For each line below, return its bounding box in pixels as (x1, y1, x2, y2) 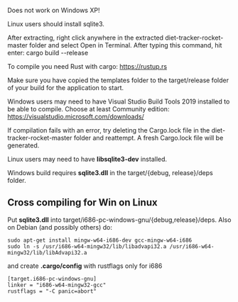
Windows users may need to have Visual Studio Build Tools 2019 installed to (7, 97, 230, 106)
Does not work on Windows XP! (7, 6, 100, 14)
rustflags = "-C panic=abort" (7, 287, 97, 295)
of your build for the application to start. (7, 84, 124, 91)
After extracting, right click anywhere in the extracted (7, 33, 164, 42)
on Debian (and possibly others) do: (7, 223, 112, 231)
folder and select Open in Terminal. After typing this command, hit (29, 41, 222, 49)
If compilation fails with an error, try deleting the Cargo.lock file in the (7, 126, 210, 134)
